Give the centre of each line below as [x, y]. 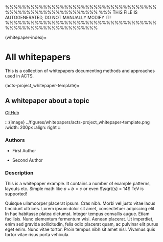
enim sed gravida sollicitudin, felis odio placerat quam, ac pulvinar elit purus [81, 224]
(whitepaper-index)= [26, 37]
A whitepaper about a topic [47, 101]
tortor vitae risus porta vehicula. [37, 235]
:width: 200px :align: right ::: [34, 127]
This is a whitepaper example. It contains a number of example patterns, [78, 184]
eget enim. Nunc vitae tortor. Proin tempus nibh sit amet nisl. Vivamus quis [80, 229]
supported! [16, 194]
